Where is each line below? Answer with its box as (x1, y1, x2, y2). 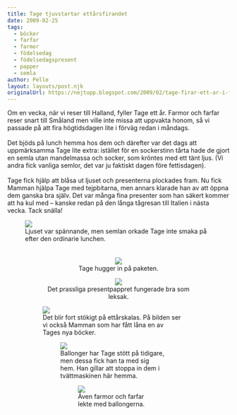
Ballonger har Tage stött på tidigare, (60, 349, 164, 358)
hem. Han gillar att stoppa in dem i (60, 364, 160, 373)
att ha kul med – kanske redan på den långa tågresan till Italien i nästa (7, 199, 209, 207)
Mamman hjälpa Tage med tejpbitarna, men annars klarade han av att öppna (7, 184, 229, 192)
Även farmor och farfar (78, 392, 145, 401)
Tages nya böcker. (42, 328, 97, 337)
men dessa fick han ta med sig (60, 356, 150, 365)
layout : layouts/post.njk (7, 83, 83, 90)
